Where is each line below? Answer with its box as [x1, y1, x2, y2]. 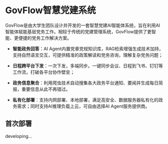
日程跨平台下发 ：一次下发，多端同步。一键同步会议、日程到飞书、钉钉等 [12, 63, 163, 69]
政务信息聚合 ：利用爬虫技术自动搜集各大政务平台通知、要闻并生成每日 [12, 79, 159, 86]
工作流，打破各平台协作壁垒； [12, 69, 75, 75]
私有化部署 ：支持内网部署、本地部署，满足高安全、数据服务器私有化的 [12, 97, 159, 103]
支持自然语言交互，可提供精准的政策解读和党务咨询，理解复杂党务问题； [12, 52, 163, 58]
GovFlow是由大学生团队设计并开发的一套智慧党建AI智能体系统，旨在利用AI [5, 22, 160, 28]
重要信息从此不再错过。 [21, 86, 71, 92]
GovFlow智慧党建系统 [5, 5, 96, 16]
